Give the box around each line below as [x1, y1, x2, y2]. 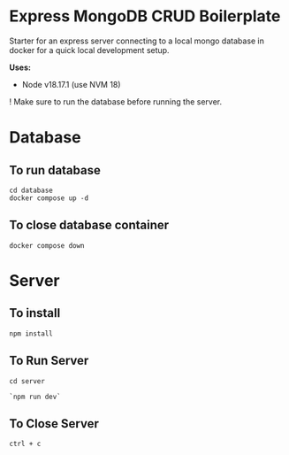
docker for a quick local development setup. [9, 44, 170, 55]
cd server [9, 376, 46, 386]
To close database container [9, 218, 170, 233]
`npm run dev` [9, 392, 62, 401]
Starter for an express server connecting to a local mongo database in [9, 35, 265, 46]
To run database [9, 162, 102, 178]
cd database [9, 186, 53, 195]
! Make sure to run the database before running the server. [9, 96, 223, 107]
